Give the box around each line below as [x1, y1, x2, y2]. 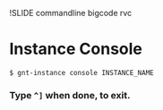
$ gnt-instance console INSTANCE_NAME [9, 68, 154, 77]
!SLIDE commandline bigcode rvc [9, 8, 133, 18]
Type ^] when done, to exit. [9, 89, 131, 101]
